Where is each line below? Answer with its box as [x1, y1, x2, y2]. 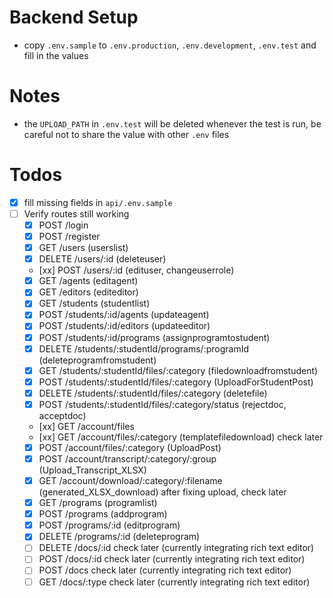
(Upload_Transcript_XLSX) [38, 464, 147, 476]
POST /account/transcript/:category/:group [38, 452, 217, 465]
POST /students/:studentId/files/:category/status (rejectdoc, [38, 398, 287, 410]
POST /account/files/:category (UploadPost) [38, 441, 222, 453]
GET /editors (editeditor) [38, 286, 139, 298]
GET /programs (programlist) [38, 497, 158, 509]
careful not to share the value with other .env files [23, 128, 230, 140]
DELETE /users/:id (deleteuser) [38, 253, 167, 265]
